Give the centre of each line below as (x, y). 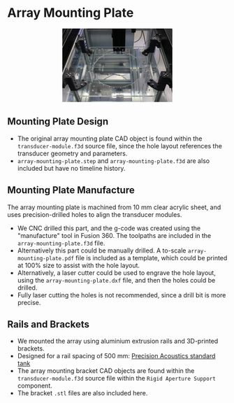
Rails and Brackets (48, 324)
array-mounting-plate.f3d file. (61, 243)
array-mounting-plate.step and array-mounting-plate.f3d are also (114, 161)
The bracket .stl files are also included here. (82, 393)
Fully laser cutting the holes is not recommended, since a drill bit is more (122, 295)
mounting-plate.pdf (46, 258)
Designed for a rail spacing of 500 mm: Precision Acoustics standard (116, 356)
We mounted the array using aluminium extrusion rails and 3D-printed (118, 341)
